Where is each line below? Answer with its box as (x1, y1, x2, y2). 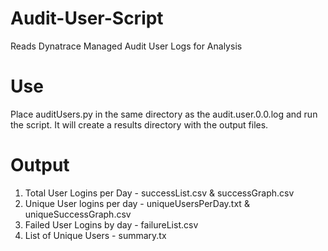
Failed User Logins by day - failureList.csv (24, 218, 199, 231)
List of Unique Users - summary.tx (24, 229, 167, 241)
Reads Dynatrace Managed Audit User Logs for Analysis (10, 40, 243, 52)
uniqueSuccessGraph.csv (24, 208, 132, 220)
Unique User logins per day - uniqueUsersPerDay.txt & (24, 197, 250, 209)
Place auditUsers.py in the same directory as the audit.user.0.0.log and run (10, 108, 318, 120)
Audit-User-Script (10, 7, 164, 30)
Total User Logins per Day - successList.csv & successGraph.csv (24, 187, 295, 199)
